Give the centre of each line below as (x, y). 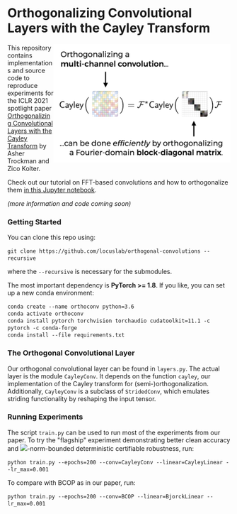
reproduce (23, 85)
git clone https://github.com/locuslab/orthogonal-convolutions (104, 251)
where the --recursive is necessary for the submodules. (89, 272)
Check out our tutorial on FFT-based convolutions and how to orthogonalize (118, 182)
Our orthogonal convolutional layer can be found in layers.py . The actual (114, 368)
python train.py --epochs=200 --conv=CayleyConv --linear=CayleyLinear (115, 462)
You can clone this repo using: (52, 237)
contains (20, 55)
